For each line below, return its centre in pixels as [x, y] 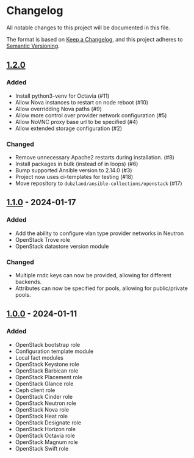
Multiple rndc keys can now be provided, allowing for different [93, 275]
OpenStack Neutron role [45, 403]
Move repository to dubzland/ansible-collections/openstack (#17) [99, 183]
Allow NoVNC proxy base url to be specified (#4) [77, 122]
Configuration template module [54, 351]
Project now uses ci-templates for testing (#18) [74, 176]
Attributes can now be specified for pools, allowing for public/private [101, 288]
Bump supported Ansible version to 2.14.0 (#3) [74, 170]
